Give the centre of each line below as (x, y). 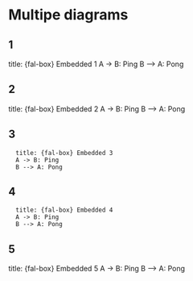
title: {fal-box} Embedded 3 (64, 153)
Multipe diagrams (68, 15)
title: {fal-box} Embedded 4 (64, 210)
